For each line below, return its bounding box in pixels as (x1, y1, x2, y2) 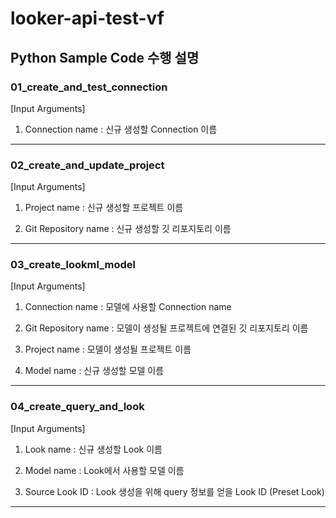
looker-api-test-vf (10, 7, 165, 30)
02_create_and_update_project (10, 158, 165, 172)
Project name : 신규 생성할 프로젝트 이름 (24, 202, 184, 214)
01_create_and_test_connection (10, 80, 168, 94)
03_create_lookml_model (10, 258, 137, 272)
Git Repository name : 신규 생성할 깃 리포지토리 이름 (24, 223, 232, 235)
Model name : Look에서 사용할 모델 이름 (24, 464, 185, 476)
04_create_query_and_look (10, 400, 145, 414)
